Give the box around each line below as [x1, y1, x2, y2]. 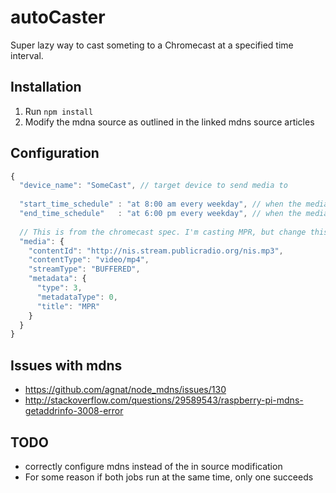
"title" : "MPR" [36, 301, 101, 311]
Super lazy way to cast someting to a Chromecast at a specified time [10, 39, 294, 51]
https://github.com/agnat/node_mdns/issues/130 [24, 384, 227, 396]
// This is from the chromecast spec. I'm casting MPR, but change [19, 227, 307, 237]
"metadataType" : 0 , [36, 292, 118, 302]
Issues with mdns [10, 357, 123, 374]
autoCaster [10, 6, 106, 29]
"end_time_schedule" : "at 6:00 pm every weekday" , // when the [19, 209, 302, 219]
